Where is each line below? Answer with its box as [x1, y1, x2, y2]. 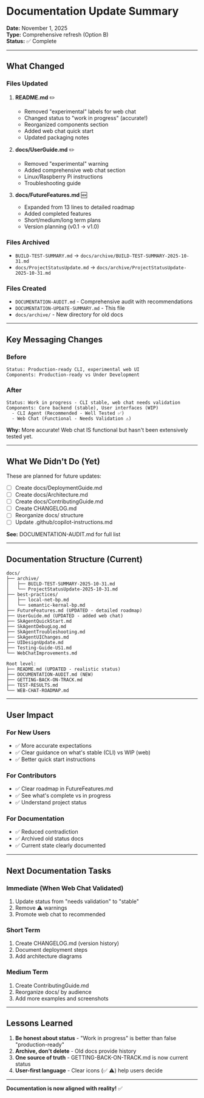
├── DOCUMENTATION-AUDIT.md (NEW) [6, 671, 94, 678]
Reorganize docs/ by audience [15, 988, 92, 996]
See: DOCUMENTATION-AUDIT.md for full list [6, 531, 121, 538]
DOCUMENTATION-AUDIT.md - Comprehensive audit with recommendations [15, 298, 193, 305]
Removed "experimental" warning [24, 160, 109, 167]
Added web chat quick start [24, 127, 94, 135]
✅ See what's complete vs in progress [15, 792, 111, 799]
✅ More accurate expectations [15, 742, 92, 749]
